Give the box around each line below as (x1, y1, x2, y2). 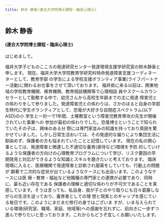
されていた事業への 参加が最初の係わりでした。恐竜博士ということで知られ (5, 119, 158, 125)
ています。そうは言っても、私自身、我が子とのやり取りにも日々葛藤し (13, 187, 155, 193)
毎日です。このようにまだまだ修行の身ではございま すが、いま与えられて (9, 199, 157, 205)
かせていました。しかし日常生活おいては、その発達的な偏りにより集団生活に (5, 132, 161, 138)
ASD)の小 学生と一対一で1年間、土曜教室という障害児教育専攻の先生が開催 (5, 113, 157, 119)
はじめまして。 (5, 53, 35, 59)
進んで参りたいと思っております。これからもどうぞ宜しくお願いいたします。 (5, 212, 159, 218)
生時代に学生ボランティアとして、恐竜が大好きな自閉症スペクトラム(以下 (5, 107, 153, 113)
